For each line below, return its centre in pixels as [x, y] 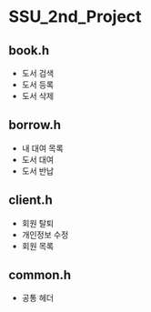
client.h [31, 201]
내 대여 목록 [43, 148]
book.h [29, 50]
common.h [40, 275]
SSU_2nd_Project [75, 17]
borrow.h [35, 125]
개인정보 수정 [45, 235]
